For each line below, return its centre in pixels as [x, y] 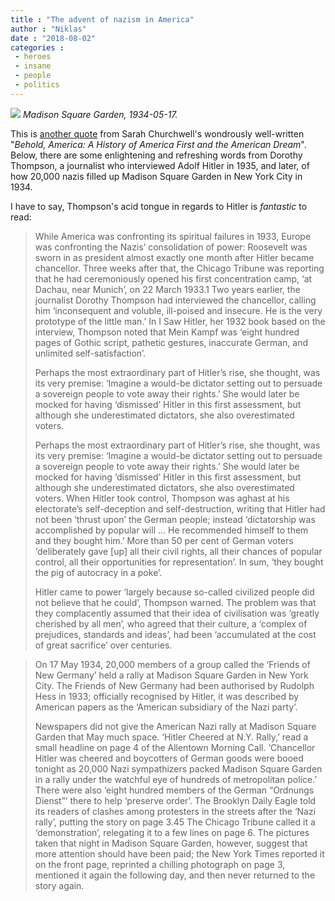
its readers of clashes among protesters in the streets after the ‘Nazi [175, 811]
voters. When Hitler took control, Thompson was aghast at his [162, 498]
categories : [37, 47]
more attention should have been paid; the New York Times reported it [179, 853]
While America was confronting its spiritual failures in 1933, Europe [173, 236]
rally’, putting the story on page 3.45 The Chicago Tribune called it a [175, 822]
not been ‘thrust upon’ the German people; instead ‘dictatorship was [175, 519]
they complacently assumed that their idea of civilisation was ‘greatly [177, 613]
